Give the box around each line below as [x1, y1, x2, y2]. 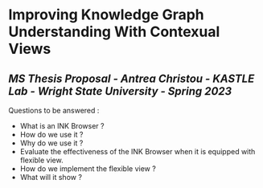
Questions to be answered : [8, 106, 100, 115]
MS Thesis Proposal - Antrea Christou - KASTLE [8, 72, 255, 85]
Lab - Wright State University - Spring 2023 [8, 84, 232, 98]
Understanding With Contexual [8, 22, 220, 41]
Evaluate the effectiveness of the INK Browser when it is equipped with [19, 147, 256, 156]
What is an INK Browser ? [19, 121, 105, 130]
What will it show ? [19, 173, 83, 182]
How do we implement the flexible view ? [19, 164, 157, 174]
